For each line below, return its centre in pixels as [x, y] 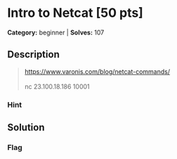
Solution [26, 128]
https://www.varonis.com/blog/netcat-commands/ [97, 71]
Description [33, 55]
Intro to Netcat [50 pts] [76, 13]
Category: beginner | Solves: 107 [56, 32]
